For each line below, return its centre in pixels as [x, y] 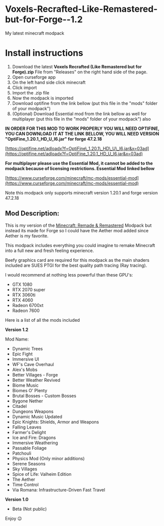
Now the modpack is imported [43, 98]
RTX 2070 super [29, 289]
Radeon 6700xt [28, 305]
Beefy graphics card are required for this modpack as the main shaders [77, 260]
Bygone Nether [27, 401]
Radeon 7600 [26, 310]
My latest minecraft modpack [35, 33]
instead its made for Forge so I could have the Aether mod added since [77, 230]
